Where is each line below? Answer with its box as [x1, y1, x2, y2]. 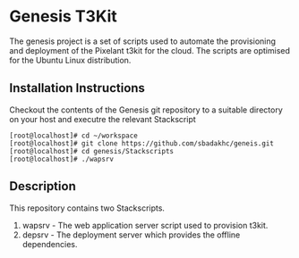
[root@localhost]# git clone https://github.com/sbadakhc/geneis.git [9, 138, 275, 148]
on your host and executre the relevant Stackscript [9, 113, 197, 124]
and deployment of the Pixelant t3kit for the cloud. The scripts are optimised [9, 45, 291, 55]
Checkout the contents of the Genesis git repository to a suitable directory [9, 104, 284, 115]
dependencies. [21, 238, 78, 249]
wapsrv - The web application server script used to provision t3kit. [21, 220, 269, 230]
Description [9, 179, 76, 194]
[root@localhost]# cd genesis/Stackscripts [9, 146, 175, 155]
